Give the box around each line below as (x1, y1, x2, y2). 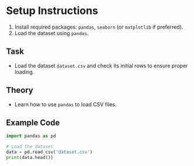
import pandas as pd (6, 133, 57, 139)
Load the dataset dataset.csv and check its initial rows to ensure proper (14, 62, 188, 69)
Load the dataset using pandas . (14, 29, 89, 36)
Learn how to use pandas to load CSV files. (14, 101, 117, 108)
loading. (14, 68, 34, 75)
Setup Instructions (6, 4, 98, 18)
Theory (6, 85, 34, 95)
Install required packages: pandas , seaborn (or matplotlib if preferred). (14, 23, 183, 30)
